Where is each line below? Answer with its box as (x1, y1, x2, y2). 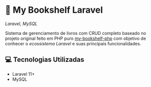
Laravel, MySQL (5, 21, 38, 27)
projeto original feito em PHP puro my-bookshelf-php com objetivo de (5, 35, 146, 41)
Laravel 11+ (12, 71, 35, 77)
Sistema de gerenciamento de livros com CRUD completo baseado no (5, 30, 146, 36)
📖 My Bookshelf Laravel (5, 4, 103, 16)
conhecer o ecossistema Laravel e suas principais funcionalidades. (5, 40, 141, 46)
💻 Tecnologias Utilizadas (5, 56, 84, 64)
